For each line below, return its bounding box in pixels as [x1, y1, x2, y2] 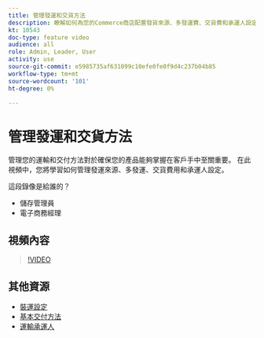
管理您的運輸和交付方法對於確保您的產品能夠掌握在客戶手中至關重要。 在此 [8, 155, 251, 165]
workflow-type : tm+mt [8, 70, 79, 78]
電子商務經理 [19, 208, 61, 218]
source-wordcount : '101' [8, 77, 90, 85]
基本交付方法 [19, 311, 61, 321]
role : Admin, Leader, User [8, 48, 97, 56]
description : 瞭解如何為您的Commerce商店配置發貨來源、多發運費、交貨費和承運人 [8, 19, 246, 27]
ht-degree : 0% [8, 84, 55, 93]
